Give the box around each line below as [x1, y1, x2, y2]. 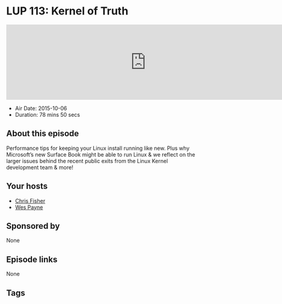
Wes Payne [14, 203, 43, 211]
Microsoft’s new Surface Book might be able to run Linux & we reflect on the [6, 150, 196, 158]
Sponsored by [6, 221, 60, 231]
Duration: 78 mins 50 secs [14, 111, 80, 118]
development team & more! [6, 164, 74, 171]
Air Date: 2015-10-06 [14, 104, 67, 112]
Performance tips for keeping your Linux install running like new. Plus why [6, 144, 190, 152]
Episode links [6, 254, 58, 264]
